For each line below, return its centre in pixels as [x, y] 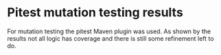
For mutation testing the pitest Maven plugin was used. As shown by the [109, 31]
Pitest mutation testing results [95, 13]
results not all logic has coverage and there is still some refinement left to [110, 38]
